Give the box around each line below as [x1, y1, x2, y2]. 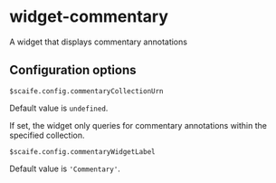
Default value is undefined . [9, 102, 109, 113]
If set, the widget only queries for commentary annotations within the [9, 120, 267, 130]
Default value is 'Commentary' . [9, 163, 120, 174]
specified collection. [9, 130, 85, 140]
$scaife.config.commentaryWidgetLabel [9, 147, 156, 156]
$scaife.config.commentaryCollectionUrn [9, 86, 165, 96]
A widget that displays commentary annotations [9, 36, 188, 47]
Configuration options [9, 63, 138, 78]
